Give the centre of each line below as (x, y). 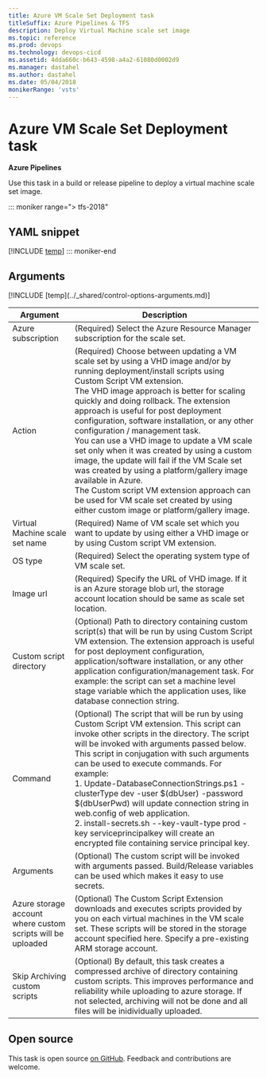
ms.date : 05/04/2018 (43, 82)
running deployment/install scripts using (149, 370)
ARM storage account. (116, 948)
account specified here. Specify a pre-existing (161, 938)
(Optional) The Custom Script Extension (149, 898)
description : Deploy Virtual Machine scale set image (99, 30)
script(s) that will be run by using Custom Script (163, 631)
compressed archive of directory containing (156, 971)
